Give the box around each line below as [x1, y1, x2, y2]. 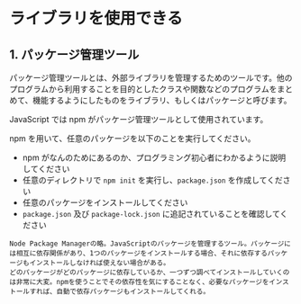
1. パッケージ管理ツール [9, 47, 140, 62]
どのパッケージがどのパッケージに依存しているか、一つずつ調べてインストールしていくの [9, 268, 290, 277]
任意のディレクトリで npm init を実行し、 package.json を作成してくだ [22, 174, 283, 185]
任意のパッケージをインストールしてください [22, 197, 188, 208]
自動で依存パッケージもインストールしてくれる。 [56, 287, 210, 296]
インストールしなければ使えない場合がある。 [29, 258, 170, 267]
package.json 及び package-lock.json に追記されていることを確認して [22, 209, 280, 219]
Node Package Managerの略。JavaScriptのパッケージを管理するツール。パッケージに [9, 239, 291, 248]
